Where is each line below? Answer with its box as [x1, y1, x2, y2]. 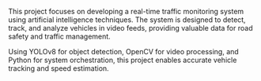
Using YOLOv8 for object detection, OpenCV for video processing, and [8, 47, 239, 56]
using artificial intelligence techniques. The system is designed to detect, [8, 15, 247, 24]
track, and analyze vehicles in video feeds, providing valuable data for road [8, 24, 253, 32]
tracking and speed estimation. [8, 64, 109, 73]
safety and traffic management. [8, 31, 111, 41]
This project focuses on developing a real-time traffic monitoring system [8, 7, 244, 16]
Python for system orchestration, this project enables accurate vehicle [8, 55, 237, 64]
